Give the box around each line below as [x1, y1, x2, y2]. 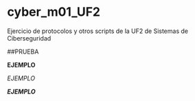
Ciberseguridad [7, 34, 51, 42]
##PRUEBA [7, 47, 39, 56]
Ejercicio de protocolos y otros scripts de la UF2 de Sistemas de [7, 27, 189, 35]
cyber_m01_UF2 [7, 4, 101, 20]
